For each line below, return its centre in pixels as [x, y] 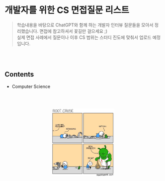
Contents [19, 74]
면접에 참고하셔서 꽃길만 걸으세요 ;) [74, 31]
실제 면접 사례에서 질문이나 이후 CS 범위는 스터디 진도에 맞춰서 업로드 [84, 37]
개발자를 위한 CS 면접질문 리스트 [67, 10]
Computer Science [31, 86]
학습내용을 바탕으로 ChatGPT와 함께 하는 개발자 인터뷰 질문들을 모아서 [85, 25]
